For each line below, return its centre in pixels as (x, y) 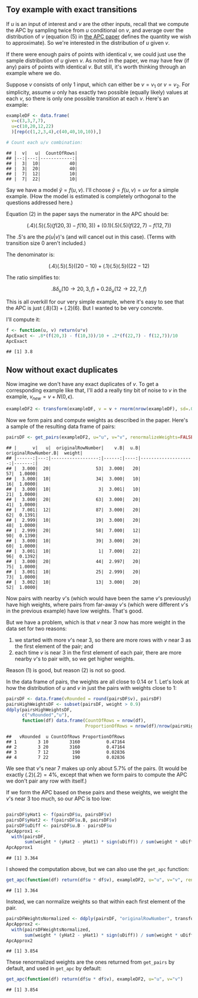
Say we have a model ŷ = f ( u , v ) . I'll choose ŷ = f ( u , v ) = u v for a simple (93, 190)
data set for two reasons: (37, 629)
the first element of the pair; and (54, 646)
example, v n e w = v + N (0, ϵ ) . (40, 397)
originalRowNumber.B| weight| (44, 453)
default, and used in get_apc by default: (54, 968)
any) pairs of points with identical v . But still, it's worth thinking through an (96, 67)
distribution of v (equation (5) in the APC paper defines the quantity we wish (99, 36)
